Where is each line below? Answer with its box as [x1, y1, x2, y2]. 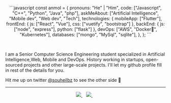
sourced [5, 62, 23, 68]
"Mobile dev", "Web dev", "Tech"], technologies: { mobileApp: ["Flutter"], [9, 16, 162, 21]
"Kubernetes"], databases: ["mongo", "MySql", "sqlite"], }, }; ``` [19, 32, 152, 37]
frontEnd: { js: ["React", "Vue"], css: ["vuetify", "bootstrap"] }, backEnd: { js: [6, 21, 165, 27]
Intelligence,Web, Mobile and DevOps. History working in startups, [5, 57, 145, 63]
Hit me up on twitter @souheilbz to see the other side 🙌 [5, 77, 121, 83]
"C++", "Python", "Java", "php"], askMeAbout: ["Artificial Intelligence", [12, 10, 159, 16]
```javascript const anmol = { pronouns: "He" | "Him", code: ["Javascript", [9, 5, 162, 11]
